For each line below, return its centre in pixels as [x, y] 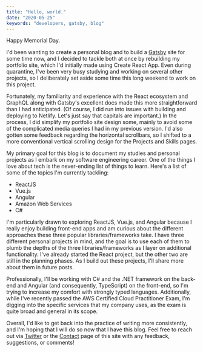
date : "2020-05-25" [31, 18]
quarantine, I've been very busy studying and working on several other [95, 72]
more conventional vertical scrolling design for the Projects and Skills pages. [102, 142]
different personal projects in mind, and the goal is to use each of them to [98, 241]
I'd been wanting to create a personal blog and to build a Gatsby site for [96, 52]
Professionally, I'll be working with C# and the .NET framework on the [93, 279]
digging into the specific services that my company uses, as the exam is [96, 305]
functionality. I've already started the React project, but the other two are [97, 254]
